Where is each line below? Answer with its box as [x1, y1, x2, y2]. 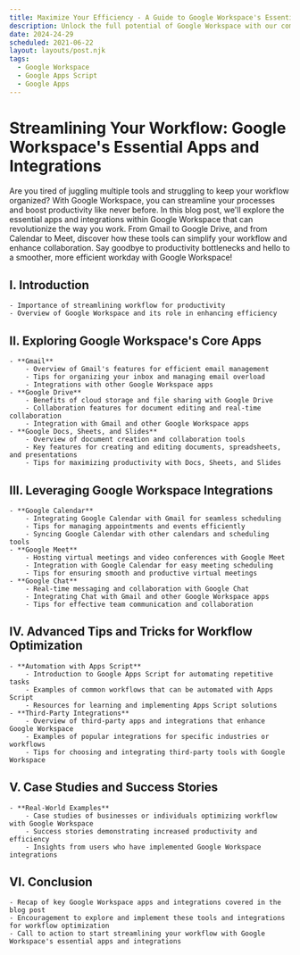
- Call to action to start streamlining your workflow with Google [9, 929, 266, 938]
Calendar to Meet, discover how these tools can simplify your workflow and [9, 233, 287, 244]
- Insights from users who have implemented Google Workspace [25, 843, 262, 851]
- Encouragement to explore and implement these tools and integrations [9, 914, 286, 923]
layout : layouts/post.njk [9, 46, 105, 55]
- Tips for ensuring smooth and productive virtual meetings [25, 569, 257, 577]
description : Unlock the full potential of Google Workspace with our [9, 21, 278, 30]
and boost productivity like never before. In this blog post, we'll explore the [9, 204, 285, 215]
